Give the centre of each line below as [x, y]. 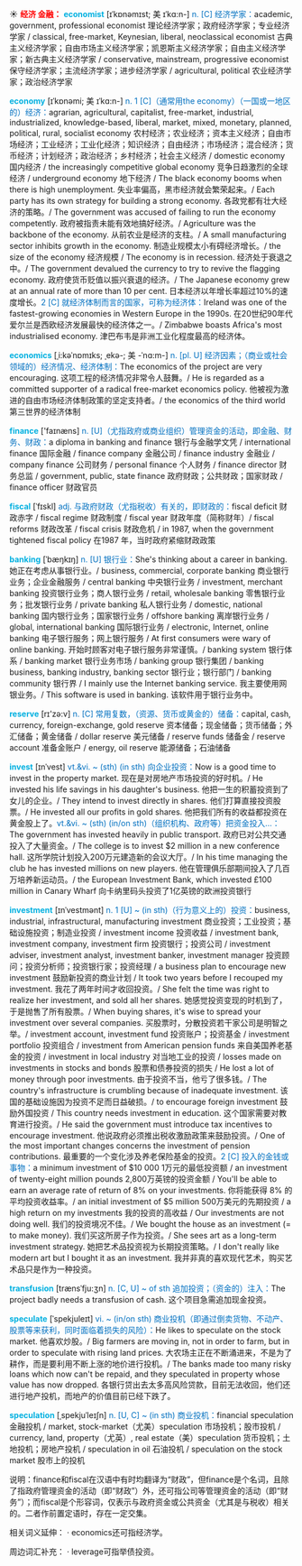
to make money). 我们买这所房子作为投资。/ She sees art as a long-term [143, 1235]
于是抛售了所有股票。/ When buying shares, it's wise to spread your [135, 1011]
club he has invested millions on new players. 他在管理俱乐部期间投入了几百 [150, 868]
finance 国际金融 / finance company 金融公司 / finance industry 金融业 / [142, 453]
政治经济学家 [49, 82]
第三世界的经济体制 [45, 411]
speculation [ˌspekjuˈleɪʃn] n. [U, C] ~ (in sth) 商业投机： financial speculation [151, 1415]
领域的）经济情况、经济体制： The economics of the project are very [136, 366]
